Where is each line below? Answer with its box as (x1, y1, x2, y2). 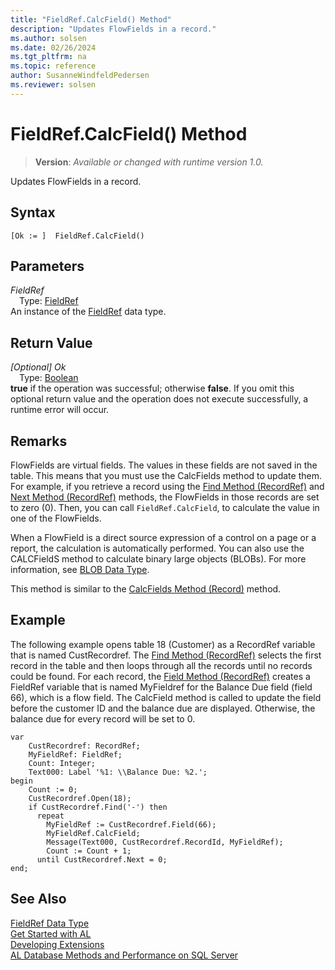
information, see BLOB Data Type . (10, 563, 150, 575)
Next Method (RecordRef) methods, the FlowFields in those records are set (10, 491, 320, 503)
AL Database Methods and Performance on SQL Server (10, 949, 239, 961)
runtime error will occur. (10, 404, 110, 416)
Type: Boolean (19, 372, 79, 384)
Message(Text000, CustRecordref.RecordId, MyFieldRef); (46, 837, 284, 847)
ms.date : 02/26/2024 (10, 42, 97, 53)
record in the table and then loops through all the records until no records (10, 659, 313, 671)
